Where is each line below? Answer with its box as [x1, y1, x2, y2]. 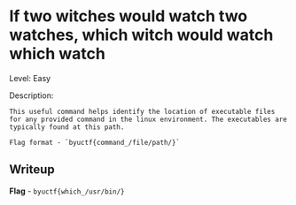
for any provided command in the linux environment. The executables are [9, 115, 288, 124]
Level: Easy [9, 72, 51, 83]
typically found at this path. [9, 122, 125, 132]
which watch [9, 44, 106, 64]
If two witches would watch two [9, 6, 248, 27]
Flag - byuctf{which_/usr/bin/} [9, 186, 125, 196]
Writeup [9, 162, 55, 178]
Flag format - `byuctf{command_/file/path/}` [9, 138, 180, 147]
